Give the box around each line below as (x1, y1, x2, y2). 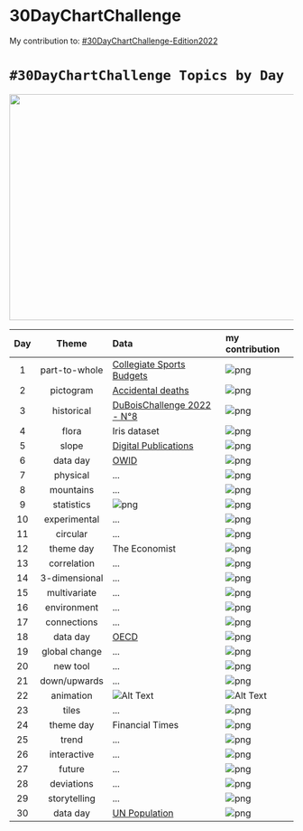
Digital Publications (112, 439, 194, 452)
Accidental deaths (112, 383, 189, 396)
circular (55, 527, 88, 540)
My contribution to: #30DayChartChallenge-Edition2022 (9, 35, 218, 46)
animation (50, 689, 93, 702)
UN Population (112, 807, 174, 819)
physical (53, 468, 90, 481)
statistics (52, 498, 91, 511)
